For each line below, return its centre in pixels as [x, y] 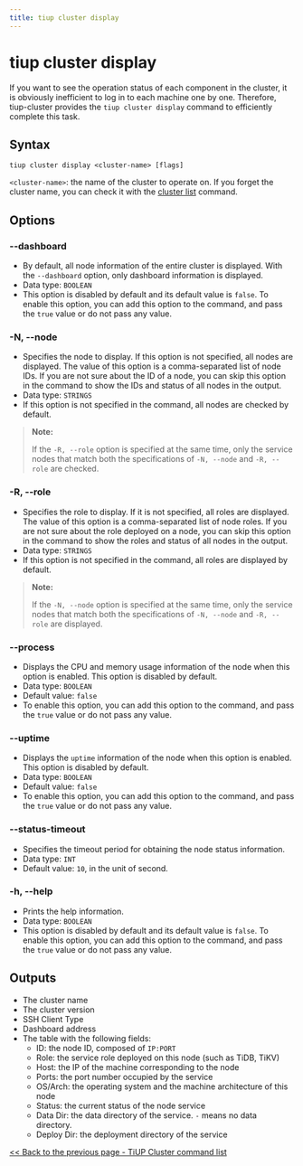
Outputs [33, 978]
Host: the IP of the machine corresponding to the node [137, 1067]
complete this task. [45, 116]
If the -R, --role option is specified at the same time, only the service [162, 449]
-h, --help [31, 891]
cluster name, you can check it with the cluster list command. [123, 192]
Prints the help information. [73, 911]
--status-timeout [47, 830]
